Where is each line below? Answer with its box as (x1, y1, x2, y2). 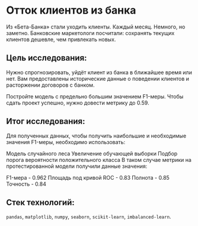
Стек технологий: (6, 197, 75, 208)
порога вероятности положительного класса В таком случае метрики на (6, 156, 191, 163)
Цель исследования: (6, 53, 87, 63)
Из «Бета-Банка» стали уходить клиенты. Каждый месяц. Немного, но (6, 23, 186, 30)
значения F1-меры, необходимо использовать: (6, 138, 126, 145)
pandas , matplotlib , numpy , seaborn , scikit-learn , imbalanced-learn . (6, 213, 171, 220)
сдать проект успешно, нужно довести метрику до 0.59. (6, 99, 149, 106)
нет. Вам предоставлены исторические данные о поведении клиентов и (6, 75, 190, 82)
